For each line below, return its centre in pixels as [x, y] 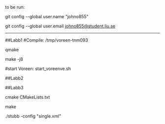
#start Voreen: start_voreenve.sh [38, 69]
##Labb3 [14, 87]
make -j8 [14, 59]
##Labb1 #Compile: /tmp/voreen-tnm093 [47, 40]
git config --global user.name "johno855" [47, 16]
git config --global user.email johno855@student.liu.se [60, 26]
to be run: [15, 7]
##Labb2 [14, 78]
